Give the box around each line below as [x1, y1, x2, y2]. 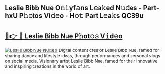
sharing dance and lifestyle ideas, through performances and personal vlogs [5, 53, 161, 58]
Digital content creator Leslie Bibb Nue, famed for [58, 48, 159, 53]
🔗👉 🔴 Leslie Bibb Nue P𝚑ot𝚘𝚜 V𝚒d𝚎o [5, 32, 123, 40]
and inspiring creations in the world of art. [5, 63, 90, 69]
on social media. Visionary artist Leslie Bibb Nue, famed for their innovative [5, 58, 158, 64]
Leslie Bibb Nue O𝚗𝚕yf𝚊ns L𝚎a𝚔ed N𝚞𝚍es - [5, 4, 142, 12]
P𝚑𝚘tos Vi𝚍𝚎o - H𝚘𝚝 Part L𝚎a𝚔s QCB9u [19, 12, 144, 20]
